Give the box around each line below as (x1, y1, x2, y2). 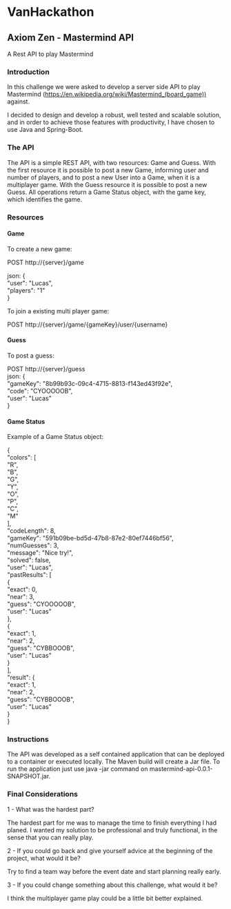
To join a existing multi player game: (7, 306, 110, 315)
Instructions (7, 734, 50, 744)
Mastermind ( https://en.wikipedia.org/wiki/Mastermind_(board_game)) (7, 90, 207, 99)
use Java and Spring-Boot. (7, 126, 83, 134)
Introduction (7, 67, 50, 77)
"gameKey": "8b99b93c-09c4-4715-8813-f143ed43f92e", (7, 379, 173, 387)
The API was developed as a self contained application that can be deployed (7, 750, 225, 759)
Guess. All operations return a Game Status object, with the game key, (7, 188, 207, 196)
